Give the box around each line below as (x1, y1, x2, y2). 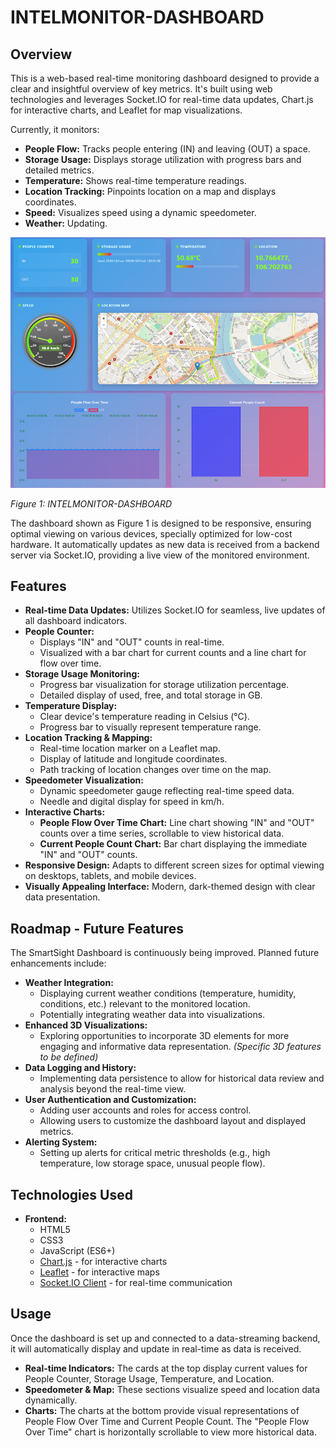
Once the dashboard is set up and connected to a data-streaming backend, (10, 1332, 321, 1344)
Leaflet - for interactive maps (39, 1266, 160, 1278)
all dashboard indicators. (24, 615, 128, 627)
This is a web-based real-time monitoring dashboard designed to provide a (10, 72, 320, 84)
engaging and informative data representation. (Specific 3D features (39, 1041, 322, 1053)
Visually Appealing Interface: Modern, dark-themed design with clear (24, 881, 316, 893)
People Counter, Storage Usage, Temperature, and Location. (24, 1372, 275, 1385)
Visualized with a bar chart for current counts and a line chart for (39, 647, 307, 659)
